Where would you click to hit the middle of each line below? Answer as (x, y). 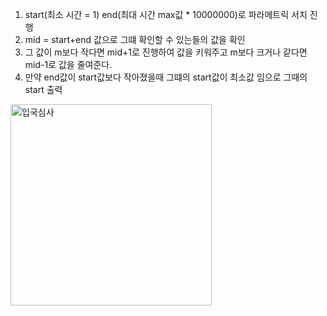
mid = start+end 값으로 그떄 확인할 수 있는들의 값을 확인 (135, 39)
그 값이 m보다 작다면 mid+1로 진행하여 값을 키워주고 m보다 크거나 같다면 (166, 52)
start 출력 (43, 89)
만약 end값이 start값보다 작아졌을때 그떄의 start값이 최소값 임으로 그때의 (166, 77)
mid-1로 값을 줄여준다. (68, 64)
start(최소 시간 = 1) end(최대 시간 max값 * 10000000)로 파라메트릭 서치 (166, 14)
